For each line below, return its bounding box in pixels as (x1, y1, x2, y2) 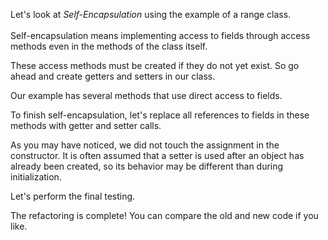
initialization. (10, 171, 62, 183)
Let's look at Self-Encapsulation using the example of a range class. (10, 9, 292, 20)
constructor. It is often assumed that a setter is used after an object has (10, 150, 305, 161)
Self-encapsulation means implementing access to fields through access (10, 30, 311, 41)
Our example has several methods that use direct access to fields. (10, 90, 283, 101)
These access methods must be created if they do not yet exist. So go (10, 60, 300, 71)
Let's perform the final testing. (10, 190, 136, 202)
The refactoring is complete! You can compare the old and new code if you (10, 210, 319, 221)
